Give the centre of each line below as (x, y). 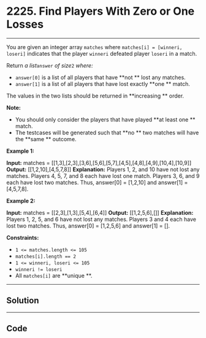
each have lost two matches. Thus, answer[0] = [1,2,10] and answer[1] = (97, 182)
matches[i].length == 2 (46, 256)
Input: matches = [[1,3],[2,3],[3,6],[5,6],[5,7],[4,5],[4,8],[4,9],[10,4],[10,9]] (99, 163)
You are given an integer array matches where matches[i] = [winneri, (94, 47)
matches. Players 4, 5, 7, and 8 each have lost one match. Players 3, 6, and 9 (103, 175)
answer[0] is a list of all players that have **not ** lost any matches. (100, 77)
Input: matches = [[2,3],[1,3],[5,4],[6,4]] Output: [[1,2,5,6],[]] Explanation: (100, 212)
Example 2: (21, 201)
